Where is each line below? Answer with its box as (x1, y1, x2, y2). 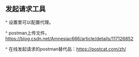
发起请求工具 (5, 5, 46, 14)
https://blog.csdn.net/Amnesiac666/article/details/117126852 (5, 35, 134, 41)
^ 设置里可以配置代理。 (5, 19, 54, 25)
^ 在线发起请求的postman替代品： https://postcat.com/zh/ (5, 46, 126, 52)
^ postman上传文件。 (5, 30, 50, 36)
